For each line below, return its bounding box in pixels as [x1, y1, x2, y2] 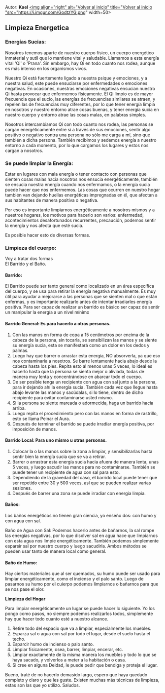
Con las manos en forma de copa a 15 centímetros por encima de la [12, 332, 149, 338]
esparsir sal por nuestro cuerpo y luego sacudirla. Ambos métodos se [5, 543, 147, 549]
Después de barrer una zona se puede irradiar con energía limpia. [12, 490, 146, 496]
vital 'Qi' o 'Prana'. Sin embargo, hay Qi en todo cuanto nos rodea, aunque [5, 60, 156, 66]
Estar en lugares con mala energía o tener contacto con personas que [5, 171, 147, 177]
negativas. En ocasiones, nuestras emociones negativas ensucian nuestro [5, 85, 155, 91]
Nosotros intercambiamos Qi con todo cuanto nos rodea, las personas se [5, 121, 154, 127]
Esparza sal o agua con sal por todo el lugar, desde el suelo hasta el [12, 631, 150, 637]
